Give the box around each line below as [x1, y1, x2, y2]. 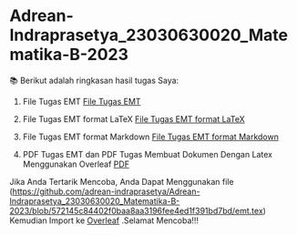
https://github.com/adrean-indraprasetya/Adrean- [12, 186, 200, 197]
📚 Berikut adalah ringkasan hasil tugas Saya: [9, 75, 179, 86]
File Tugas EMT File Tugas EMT [22, 96, 141, 107]
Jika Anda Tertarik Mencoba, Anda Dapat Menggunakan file [9, 176, 234, 187]
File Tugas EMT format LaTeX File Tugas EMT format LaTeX [22, 113, 245, 124]
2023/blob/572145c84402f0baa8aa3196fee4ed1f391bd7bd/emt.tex [9, 205, 264, 216]
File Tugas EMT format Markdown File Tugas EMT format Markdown [22, 131, 280, 142]
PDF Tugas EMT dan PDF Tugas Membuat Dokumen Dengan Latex [22, 148, 273, 159]
